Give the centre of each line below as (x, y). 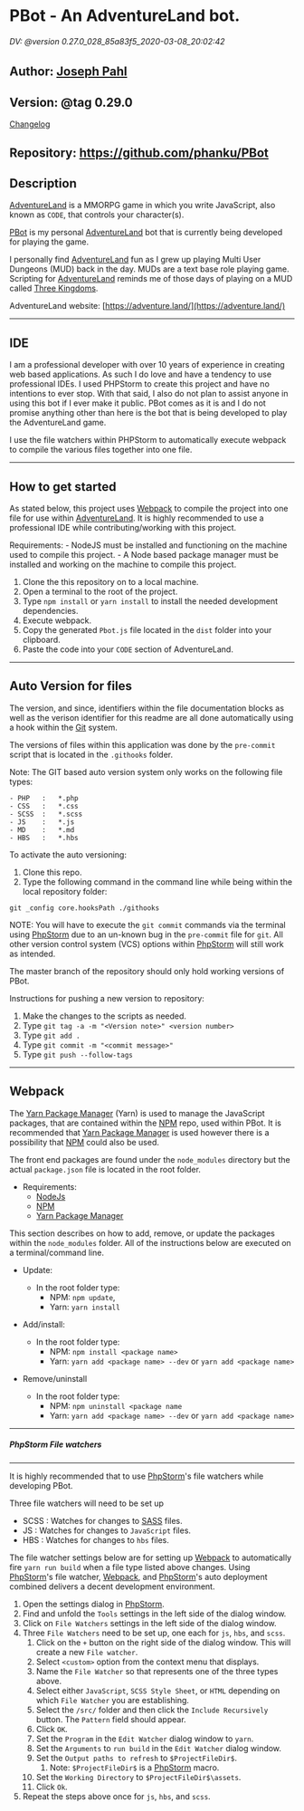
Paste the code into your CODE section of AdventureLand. (128, 649)
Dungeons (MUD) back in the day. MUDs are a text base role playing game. (149, 269)
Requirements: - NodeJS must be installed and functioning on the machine (148, 545)
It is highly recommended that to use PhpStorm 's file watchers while (137, 1476)
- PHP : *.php (44, 798)
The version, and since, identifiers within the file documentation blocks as (147, 708)
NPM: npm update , (82, 1297)
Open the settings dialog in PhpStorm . (93, 1604)
